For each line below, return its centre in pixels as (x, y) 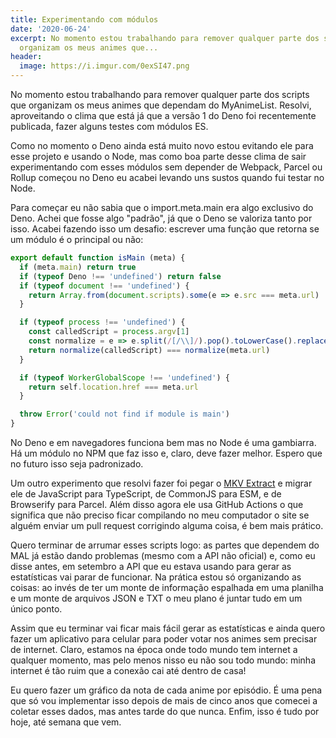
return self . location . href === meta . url (113, 387)
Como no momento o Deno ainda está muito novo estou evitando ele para (162, 145)
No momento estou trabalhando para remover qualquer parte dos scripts (160, 94)
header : (26, 57)
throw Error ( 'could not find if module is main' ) (124, 414)
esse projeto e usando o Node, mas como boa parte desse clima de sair (158, 156)
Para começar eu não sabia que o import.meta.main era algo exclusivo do (162, 207)
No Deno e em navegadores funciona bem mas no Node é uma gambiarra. (163, 442)
